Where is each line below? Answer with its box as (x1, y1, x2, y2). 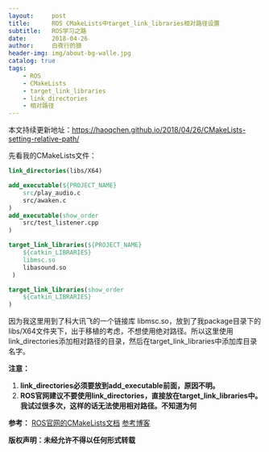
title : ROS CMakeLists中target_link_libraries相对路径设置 (8, 19, 220, 27)
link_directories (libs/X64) (8, 167, 103, 175)
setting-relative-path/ (8, 134, 80, 144)
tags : (8, 65, 27, 73)
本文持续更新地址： (8, 125, 72, 135)
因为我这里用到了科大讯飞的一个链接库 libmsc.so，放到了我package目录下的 (8, 316, 262, 326)
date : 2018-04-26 (8, 34, 89, 43)
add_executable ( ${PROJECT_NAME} (8, 182, 117, 190)
